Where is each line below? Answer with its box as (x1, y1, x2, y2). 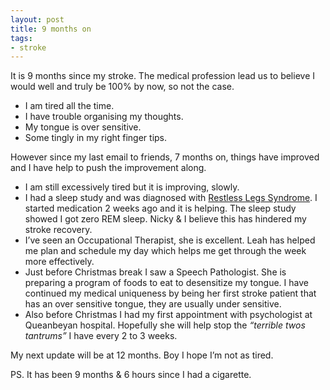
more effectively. (24, 256, 95, 268)
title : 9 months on (10, 24, 92, 34)
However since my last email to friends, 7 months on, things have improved (10, 151, 320, 163)
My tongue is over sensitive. (24, 121, 142, 133)
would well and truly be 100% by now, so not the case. (10, 81, 235, 93)
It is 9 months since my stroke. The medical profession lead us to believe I (10, 70, 315, 82)
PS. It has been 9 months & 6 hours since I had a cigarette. (10, 369, 252, 381)
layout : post (10, 14, 65, 25)
